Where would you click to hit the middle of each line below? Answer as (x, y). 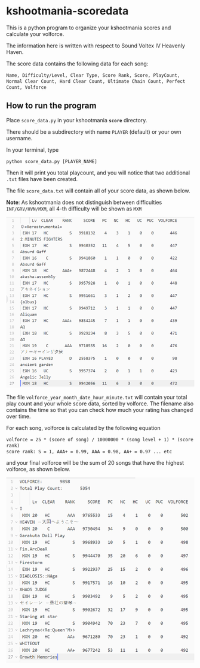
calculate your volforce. (35, 34)
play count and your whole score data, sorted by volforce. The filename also (100, 404)
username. (19, 138)
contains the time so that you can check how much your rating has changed (100, 410)
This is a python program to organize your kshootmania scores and (89, 28)
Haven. (15, 52)
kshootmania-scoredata (67, 11)
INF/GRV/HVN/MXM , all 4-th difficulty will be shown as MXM (74, 209)
